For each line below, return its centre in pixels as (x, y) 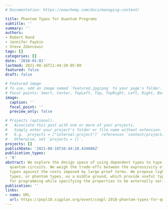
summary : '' (17, 28)
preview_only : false (31, 111)
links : (12, 190)
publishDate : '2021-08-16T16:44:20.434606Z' (52, 148)
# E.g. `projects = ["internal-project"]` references (64, 134)
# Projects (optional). (30, 120)
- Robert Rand (20, 37)
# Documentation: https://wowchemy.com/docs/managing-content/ (72, 10)
